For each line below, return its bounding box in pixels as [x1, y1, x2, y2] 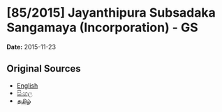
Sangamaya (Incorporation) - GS [6, 19, 198, 35]
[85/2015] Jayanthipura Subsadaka [6, 5, 216, 21]
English [16, 81, 38, 90]
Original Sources [6, 63, 81, 74]
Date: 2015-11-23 [6, 42, 57, 51]
